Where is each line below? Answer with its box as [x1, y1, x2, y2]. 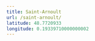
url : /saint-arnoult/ [6, 14, 62, 20]
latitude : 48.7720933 [6, 20, 62, 26]
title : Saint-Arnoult [6, 8, 62, 15]
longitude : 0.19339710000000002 [6, 25, 89, 32]
